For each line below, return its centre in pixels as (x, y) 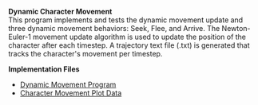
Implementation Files (44, 69)
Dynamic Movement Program (68, 84)
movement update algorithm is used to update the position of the (139, 37)
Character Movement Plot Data (71, 93)
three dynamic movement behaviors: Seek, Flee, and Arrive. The (114, 28)
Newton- (236, 28)
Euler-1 (20, 37)
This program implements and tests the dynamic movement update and (126, 20)
